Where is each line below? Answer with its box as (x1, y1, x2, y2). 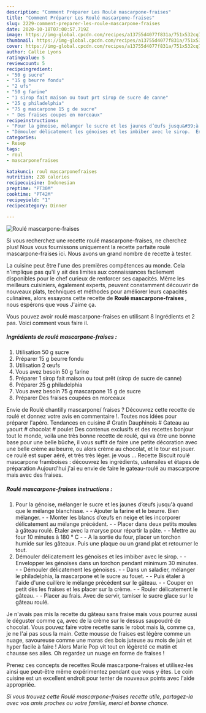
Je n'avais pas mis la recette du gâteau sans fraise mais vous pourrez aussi (6, 611, 197, 618)
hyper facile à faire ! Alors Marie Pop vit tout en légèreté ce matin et (6, 643, 177, 650)
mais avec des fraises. (6, 471, 63, 479)
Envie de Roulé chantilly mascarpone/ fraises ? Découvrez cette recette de (6, 406, 195, 414)
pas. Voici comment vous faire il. (6, 319, 89, 326)
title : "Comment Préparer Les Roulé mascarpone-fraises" (6, 15, 155, 21)
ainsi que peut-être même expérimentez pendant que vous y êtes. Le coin (6, 668, 193, 676)
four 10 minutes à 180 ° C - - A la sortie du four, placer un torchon (15, 533, 181, 541)
